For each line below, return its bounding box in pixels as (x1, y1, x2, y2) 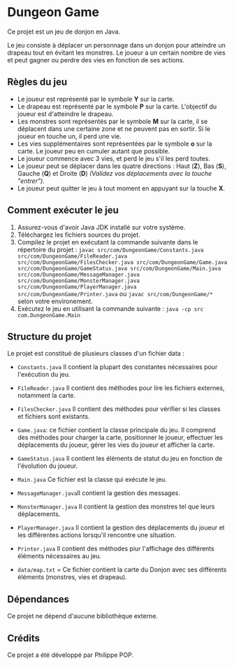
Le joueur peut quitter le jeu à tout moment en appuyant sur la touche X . (17, 183, 226, 193)
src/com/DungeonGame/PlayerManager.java (17, 283, 137, 291)
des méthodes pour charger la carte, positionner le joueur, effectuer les (17, 433, 224, 442)
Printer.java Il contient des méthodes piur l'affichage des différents (17, 544, 214, 553)
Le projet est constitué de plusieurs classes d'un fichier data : (7, 349, 185, 358)
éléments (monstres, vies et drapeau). (17, 573, 127, 581)
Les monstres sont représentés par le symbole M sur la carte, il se (17, 117, 208, 125)
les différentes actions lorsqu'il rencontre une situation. (17, 531, 177, 539)
